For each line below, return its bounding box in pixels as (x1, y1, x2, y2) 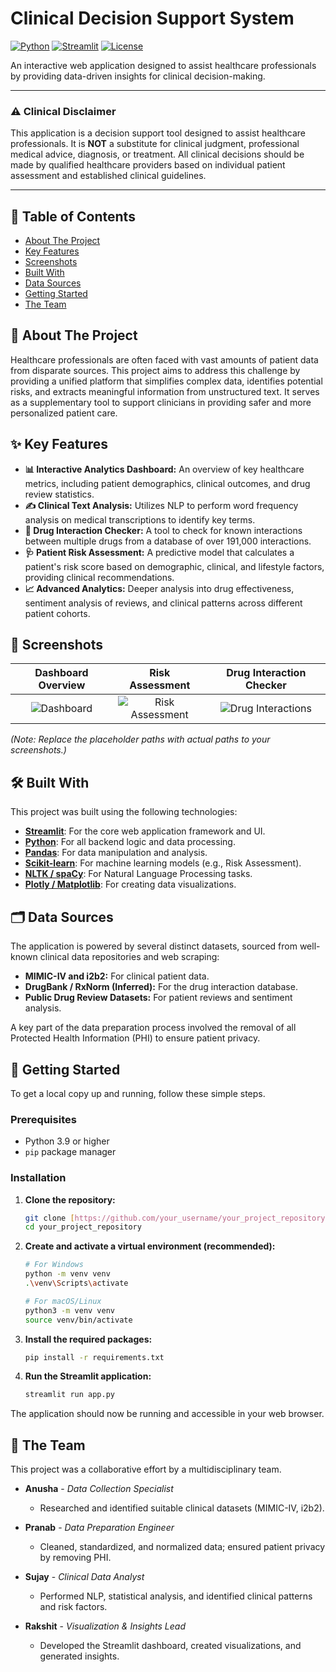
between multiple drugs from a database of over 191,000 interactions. (24, 535, 312, 547)
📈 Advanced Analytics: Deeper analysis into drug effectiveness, (24, 582, 295, 594)
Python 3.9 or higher (24, 1135, 110, 1147)
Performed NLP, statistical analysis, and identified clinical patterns (39, 1590, 313, 1602)
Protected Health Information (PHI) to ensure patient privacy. (10, 1032, 261, 1044)
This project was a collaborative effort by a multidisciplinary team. (10, 1463, 282, 1476)
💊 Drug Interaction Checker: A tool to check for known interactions (24, 524, 303, 536)
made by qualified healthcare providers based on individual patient (10, 159, 286, 171)
